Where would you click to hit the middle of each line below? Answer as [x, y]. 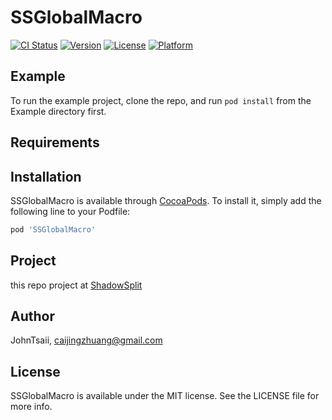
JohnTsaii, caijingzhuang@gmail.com [86, 340]
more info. [31, 407]
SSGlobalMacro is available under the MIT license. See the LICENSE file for [165, 396]
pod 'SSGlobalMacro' [53, 229]
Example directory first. [58, 111]
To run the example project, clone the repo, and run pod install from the [161, 100]
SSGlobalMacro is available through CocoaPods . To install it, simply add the [166, 200]
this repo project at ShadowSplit [76, 285]
